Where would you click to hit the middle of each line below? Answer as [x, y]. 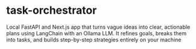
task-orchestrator [52, 10]
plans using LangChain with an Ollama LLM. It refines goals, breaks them [96, 33]
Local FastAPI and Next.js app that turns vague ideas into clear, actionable [98, 27]
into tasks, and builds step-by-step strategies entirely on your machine [94, 39]
